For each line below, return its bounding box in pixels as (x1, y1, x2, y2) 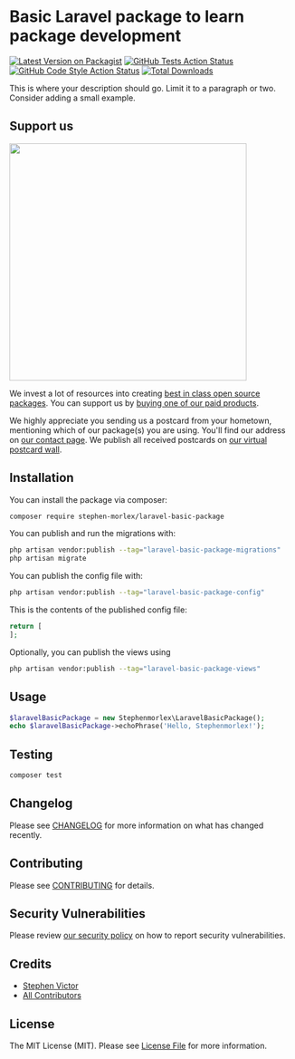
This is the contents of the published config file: (9, 604, 187, 615)
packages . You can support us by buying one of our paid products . (9, 397, 260, 409)
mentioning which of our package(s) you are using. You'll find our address (9, 424, 286, 436)
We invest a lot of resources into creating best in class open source (9, 388, 261, 399)
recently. (9, 829, 43, 840)
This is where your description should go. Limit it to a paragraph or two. (9, 82, 276, 93)
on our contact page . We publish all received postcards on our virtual (9, 434, 268, 445)
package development (9, 25, 182, 46)
